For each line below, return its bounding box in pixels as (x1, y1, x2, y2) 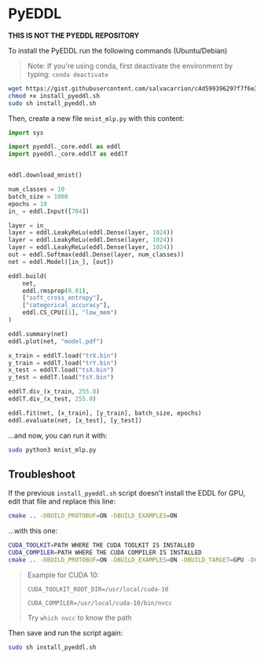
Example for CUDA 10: (27, 570, 100, 580)
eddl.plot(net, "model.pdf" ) (8, 337, 104, 346)
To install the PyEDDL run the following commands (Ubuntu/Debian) (8, 46, 228, 55)
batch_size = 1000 (8, 192, 68, 200)
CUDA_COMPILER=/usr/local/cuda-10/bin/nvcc (27, 599, 173, 607)
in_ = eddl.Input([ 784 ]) (8, 207, 90, 215)
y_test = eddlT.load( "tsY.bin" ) (8, 374, 114, 382)
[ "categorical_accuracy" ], (22, 302, 111, 309)
